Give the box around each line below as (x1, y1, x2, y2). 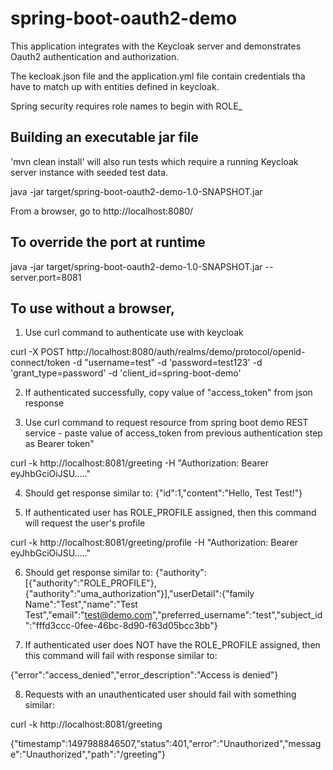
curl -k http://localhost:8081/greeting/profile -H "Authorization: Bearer (10, 537, 299, 549)
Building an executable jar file (10, 129, 199, 146)
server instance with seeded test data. (10, 166, 169, 178)
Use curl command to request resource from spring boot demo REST (24, 417, 309, 429)
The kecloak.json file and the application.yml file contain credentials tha (10, 70, 306, 82)
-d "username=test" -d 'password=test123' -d (72, 357, 263, 369)
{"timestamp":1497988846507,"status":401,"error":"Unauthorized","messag (10, 738, 322, 750)
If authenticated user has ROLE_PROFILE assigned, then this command (24, 507, 317, 519)
